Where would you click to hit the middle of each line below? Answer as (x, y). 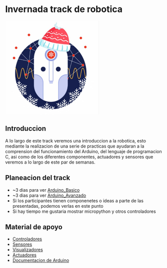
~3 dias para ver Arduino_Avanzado (49, 195)
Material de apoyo (34, 227)
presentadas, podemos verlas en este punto (58, 206)
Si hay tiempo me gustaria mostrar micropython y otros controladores (84, 211)
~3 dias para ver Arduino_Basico (46, 190)
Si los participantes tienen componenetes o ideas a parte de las (78, 200)
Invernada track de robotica (64, 9)
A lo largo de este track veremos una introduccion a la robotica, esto (76, 141)
